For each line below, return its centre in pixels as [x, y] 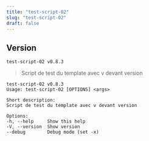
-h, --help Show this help [46, 122]
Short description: [31, 100]
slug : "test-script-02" [36, 18]
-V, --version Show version [43, 127]
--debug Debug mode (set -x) [53, 132]
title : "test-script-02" [38, 12]
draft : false [23, 23]
